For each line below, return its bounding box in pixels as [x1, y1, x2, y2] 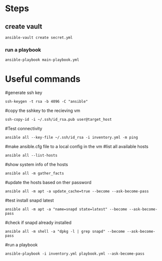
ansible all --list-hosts [5, 153, 57, 158]
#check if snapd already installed [5, 220, 72, 225]
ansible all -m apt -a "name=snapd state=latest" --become [5, 207, 127, 212]
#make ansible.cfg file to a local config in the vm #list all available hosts [5, 144, 149, 149]
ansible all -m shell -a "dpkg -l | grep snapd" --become [5, 229, 125, 234]
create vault [5, 22, 42, 31]
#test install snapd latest [5, 198, 54, 204]
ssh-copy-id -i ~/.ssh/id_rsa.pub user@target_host [5, 117, 112, 122]
